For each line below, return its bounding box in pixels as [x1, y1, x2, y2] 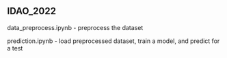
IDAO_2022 [7, 5, 57, 17]
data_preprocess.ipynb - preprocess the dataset [7, 23, 144, 31]
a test [7, 44, 23, 52]
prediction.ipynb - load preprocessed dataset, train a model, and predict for [7, 37, 220, 45]
